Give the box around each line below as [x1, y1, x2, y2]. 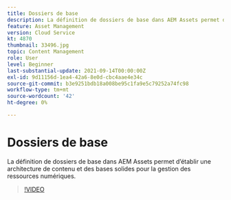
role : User [7, 55, 38, 62]
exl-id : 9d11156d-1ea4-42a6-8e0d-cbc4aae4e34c [7, 73, 143, 81]
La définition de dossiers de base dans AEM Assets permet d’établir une [7, 157, 212, 165]
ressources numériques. [7, 172, 76, 180]
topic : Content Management [7, 49, 85, 55]
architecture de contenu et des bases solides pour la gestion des [7, 164, 191, 173]
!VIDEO [23, 185, 45, 193]
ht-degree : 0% [7, 99, 48, 106]
